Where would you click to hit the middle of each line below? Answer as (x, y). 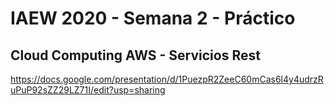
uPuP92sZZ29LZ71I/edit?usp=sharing (88, 90)
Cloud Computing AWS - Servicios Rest (135, 55)
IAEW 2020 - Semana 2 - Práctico (153, 18)
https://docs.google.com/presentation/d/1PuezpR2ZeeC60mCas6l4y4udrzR (167, 79)
